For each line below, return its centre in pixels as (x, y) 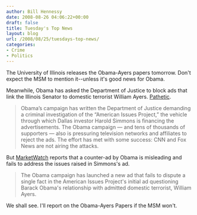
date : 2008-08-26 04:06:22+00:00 (47, 17)
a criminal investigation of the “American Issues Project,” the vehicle (104, 114)
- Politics (20, 56)
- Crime (16, 50)
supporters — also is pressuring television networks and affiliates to (104, 133)
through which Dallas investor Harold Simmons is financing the (97, 121)
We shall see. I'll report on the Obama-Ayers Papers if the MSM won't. (92, 206)
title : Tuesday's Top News (39, 28)
